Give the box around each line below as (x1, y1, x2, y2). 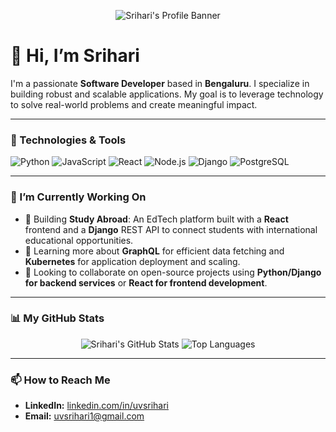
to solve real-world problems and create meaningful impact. (10, 98, 258, 110)
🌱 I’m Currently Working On (10, 190, 147, 204)
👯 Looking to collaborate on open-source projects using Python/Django (24, 266, 322, 278)
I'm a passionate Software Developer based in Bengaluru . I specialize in (10, 77, 310, 89)
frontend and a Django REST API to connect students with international (24, 223, 318, 235)
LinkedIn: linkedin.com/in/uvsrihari (24, 400, 169, 412)
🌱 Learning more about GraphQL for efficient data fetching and (24, 245, 285, 257)
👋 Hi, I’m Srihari (10, 45, 140, 67)
